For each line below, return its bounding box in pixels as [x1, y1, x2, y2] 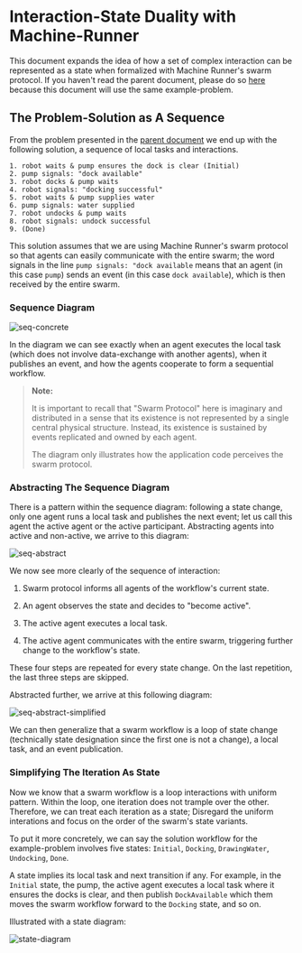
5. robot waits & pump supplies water [9, 192, 155, 202]
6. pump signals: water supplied [9, 200, 135, 209]
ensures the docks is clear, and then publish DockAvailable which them [9, 889, 273, 900]
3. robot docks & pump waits [9, 177, 119, 186]
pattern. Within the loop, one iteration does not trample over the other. [9, 796, 270, 807]
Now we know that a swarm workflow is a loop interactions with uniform [9, 787, 278, 798]
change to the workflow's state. [22, 645, 141, 656]
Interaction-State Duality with [9, 6, 237, 27]
